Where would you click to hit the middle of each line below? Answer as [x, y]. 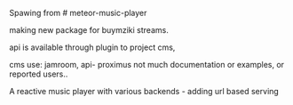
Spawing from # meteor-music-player [78, 13]
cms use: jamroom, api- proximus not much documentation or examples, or [147, 65]
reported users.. [39, 74]
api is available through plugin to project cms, [92, 47]
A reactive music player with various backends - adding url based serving [144, 91]
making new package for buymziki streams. [89, 30]
